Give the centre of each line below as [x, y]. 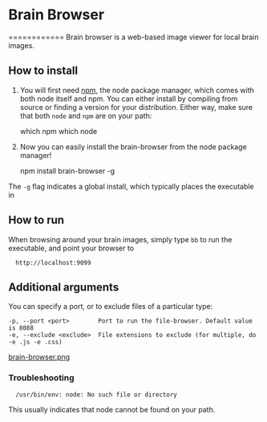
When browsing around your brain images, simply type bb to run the [120, 239]
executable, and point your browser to [71, 248]
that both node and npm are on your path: [86, 116]
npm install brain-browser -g [67, 171]
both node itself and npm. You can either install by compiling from [129, 99]
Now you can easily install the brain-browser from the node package [133, 147]
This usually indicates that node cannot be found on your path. [112, 409]
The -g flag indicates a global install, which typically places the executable [131, 186]
